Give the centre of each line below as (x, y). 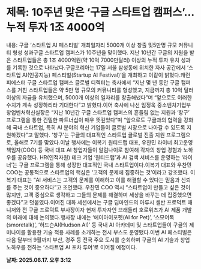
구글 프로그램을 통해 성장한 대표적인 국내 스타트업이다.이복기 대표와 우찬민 (105, 165)
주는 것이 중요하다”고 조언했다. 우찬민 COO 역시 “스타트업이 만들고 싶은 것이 (101, 187)
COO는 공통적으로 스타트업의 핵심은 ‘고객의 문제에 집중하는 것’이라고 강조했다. (97, 172)
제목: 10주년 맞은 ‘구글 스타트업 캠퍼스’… (100, 12)
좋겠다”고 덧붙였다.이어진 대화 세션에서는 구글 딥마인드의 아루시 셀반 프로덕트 (96, 202)
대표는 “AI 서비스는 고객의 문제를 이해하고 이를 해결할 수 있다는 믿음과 (98, 180)
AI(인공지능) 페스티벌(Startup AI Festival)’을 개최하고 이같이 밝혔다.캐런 (106, 75)
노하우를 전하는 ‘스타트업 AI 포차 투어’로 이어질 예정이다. (72, 247)
